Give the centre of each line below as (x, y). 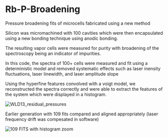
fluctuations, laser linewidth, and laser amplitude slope (62, 74)
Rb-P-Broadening (43, 9)
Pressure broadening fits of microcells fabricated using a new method (78, 23)
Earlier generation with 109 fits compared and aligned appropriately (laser (82, 114)
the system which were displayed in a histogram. (56, 94)
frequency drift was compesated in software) (52, 119)
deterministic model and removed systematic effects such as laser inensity (83, 68)
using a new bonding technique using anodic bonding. (62, 38)
